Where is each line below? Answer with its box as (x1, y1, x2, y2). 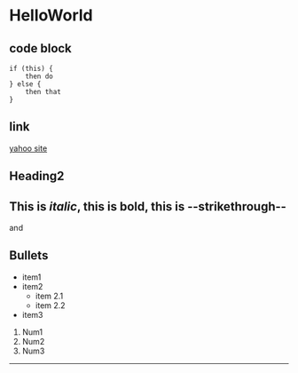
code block (9, 41, 73, 56)
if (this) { (9, 64, 53, 73)
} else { (9, 80, 42, 89)
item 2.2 (35, 299, 66, 311)
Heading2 (9, 169, 65, 184)
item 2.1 (35, 290, 64, 301)
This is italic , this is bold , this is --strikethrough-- (9, 199, 286, 214)
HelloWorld (9, 5, 93, 26)
